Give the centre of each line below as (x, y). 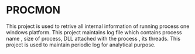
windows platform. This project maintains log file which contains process (94, 32)
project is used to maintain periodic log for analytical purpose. (81, 45)
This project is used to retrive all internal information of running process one (98, 26)
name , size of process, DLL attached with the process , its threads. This (93, 38)
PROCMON (33, 10)
